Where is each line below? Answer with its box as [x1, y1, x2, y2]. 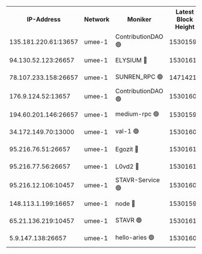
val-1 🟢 [115, 127, 139, 135]
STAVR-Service [115, 176, 161, 184]
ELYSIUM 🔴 [115, 56, 148, 64]
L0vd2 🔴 [115, 162, 139, 171]
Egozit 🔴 [115, 145, 139, 153]
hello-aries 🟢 [115, 233, 155, 241]
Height [175, 23, 195, 31]
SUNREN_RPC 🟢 [115, 72, 164, 80]
